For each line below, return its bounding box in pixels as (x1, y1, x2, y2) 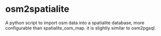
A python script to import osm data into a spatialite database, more (5, 20, 145, 26)
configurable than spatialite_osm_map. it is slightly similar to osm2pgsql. (5, 25, 156, 31)
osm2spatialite (5, 3, 69, 15)
